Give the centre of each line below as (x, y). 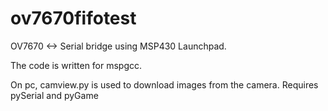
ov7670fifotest (73, 18)
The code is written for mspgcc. (76, 65)
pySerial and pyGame (54, 95)
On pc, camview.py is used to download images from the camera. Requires (164, 84)
